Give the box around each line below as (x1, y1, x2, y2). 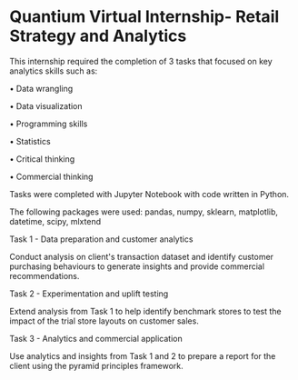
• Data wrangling (9, 83, 74, 94)
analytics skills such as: (9, 65, 98, 76)
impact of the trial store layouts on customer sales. (9, 315, 200, 326)
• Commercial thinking (9, 171, 94, 182)
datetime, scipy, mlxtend (9, 215, 102, 226)
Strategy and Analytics (9, 25, 187, 46)
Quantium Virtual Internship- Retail (9, 6, 280, 27)
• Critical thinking (9, 153, 75, 165)
